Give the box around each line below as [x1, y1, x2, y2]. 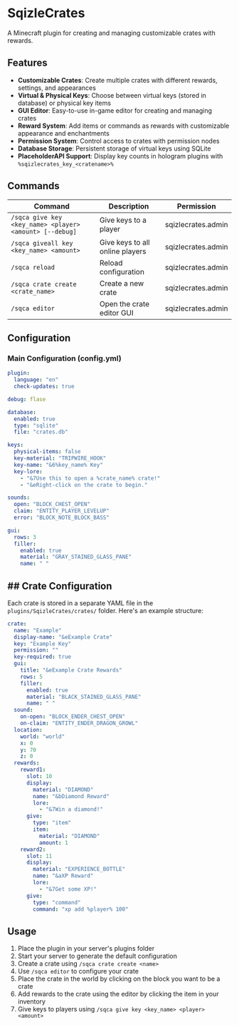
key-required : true [14, 653, 72, 661]
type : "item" [33, 819, 72, 827]
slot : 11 [26, 852, 53, 859]
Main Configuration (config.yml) [7, 353, 122, 363]
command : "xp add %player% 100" [33, 905, 129, 913]
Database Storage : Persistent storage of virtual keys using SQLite [17, 144, 211, 153]
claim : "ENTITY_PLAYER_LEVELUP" [14, 508, 110, 515]
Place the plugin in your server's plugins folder [17, 944, 155, 953]
